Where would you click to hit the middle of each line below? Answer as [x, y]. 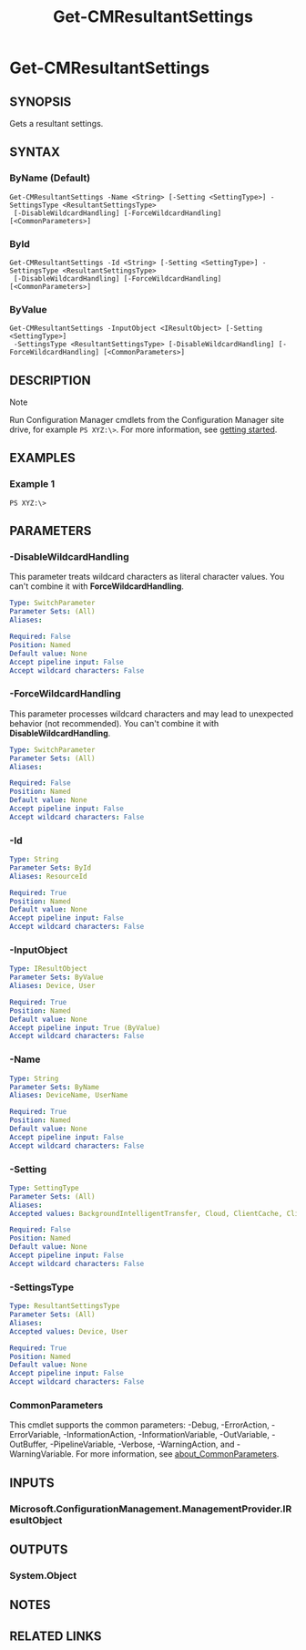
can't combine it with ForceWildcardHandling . [97, 586]
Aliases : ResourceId [49, 876]
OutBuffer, [29, 1444]
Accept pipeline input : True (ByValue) [85, 1027]
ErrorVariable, [36, 1435]
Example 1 [32, 484]
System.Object [43, 1575]
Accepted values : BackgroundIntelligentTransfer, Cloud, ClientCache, [146, 1213]
